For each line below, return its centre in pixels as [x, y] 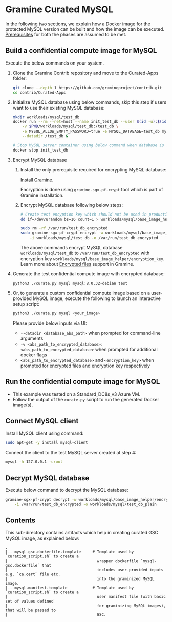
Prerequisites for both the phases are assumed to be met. [66, 34]
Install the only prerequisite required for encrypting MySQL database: [93, 169]
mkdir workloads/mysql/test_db [46, 117]
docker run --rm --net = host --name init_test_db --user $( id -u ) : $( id [90, 122]
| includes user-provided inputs [84, 570]
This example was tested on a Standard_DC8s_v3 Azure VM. [77, 394]
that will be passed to [31, 610]
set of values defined [29, 601]
